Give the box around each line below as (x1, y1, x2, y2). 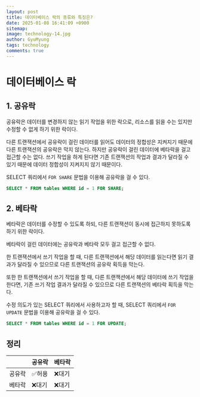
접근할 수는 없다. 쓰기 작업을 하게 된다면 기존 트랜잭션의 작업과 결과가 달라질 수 (6, 153, 189, 160)
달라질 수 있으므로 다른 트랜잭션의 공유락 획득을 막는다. (17, 261, 145, 268)
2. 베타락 (6, 204, 38, 214)
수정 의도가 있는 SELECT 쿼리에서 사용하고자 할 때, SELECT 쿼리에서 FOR (6, 301, 176, 308)
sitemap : (6, 25, 28, 32)
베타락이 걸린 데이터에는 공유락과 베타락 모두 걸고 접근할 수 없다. (6, 241, 156, 248)
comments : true (6, 48, 44, 54)
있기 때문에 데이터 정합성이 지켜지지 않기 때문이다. (6, 160, 123, 168)
